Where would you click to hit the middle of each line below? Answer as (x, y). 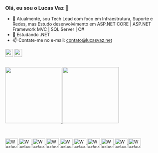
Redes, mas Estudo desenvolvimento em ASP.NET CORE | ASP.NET (81, 24)
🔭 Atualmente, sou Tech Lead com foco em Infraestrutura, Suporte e (82, 19)
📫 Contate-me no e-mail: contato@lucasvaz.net (62, 40)
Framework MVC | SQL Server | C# (48, 29)
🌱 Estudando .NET (31, 35)
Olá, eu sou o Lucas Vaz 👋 (37, 8)
